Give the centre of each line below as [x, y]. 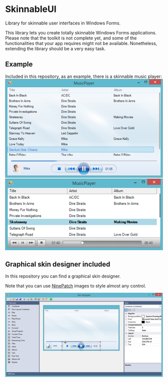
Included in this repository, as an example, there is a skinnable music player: [84, 76]
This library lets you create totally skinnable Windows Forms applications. [81, 32]
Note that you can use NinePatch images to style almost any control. [76, 286]
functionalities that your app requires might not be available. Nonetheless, [81, 43]
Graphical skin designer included [58, 264]
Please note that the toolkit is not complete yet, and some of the [71, 38]
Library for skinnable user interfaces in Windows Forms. [63, 23]
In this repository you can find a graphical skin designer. [63, 276]
